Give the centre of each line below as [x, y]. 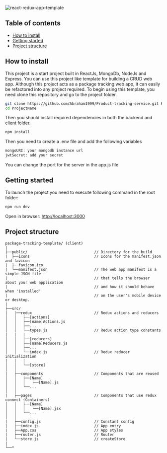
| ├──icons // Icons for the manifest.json [83, 256]
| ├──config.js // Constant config [70, 421]
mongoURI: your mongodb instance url [44, 151]
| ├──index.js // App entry [63, 426]
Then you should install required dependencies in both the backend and [79, 118]
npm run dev [17, 207]
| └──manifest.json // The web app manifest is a [81, 269]
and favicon [17, 261]
